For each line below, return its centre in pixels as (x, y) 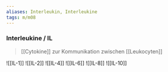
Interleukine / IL (29, 38)
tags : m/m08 (21, 17)
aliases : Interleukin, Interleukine (52, 12)
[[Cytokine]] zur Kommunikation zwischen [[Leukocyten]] (91, 51)
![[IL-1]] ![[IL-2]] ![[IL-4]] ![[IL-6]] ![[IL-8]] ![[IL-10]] (67, 63)
